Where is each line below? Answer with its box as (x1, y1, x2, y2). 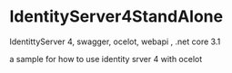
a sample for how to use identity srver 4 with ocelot (9, 53, 203, 64)
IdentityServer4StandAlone (9, 6, 224, 27)
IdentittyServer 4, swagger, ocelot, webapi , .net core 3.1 (9, 36, 221, 47)
